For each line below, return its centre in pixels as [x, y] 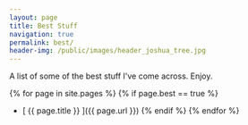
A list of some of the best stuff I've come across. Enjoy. [111, 76]
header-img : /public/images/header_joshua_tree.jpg [107, 51]
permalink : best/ [42, 42]
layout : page [34, 17]
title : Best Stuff [43, 26]
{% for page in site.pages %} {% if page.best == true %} [114, 94]
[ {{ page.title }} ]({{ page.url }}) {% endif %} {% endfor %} [131, 111]
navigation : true [42, 34]
